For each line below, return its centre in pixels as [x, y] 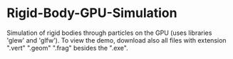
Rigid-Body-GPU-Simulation [92, 13]
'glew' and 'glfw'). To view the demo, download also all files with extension [116, 40]
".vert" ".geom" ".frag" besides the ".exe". [68, 48]
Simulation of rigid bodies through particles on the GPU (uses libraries [109, 33]
